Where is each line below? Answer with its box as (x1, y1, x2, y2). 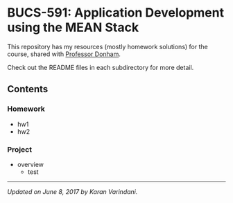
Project (7, 144, 33, 154)
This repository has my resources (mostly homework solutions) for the (7, 42, 208, 51)
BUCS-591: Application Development (7, 5, 224, 21)
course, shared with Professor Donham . (7, 50, 121, 58)
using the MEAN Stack (7, 19, 139, 35)
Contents (7, 83, 49, 95)
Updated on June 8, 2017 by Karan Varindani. (7, 187, 138, 195)
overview (17, 160, 44, 168)
